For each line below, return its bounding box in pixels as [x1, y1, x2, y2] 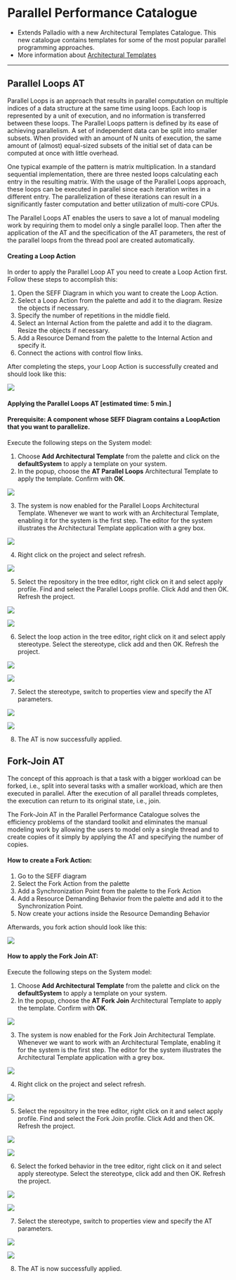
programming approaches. [17, 43, 95, 51]
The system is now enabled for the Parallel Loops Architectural [17, 501, 199, 510]
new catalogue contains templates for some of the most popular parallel [17, 35, 226, 44]
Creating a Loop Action [7, 252, 76, 261]
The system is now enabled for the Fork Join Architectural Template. [17, 1030, 216, 1039]
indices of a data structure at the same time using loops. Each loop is [7, 103, 207, 112]
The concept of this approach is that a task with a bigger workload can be [7, 774, 221, 782]
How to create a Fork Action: [7, 856, 93, 865]
